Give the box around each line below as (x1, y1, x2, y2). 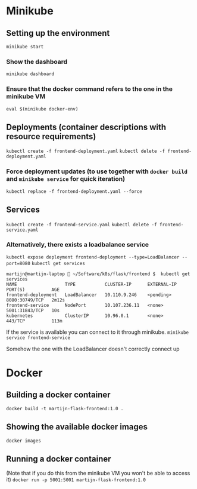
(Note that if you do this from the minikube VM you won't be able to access (6, 470, 190, 477)
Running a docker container (6, 454, 111, 464)
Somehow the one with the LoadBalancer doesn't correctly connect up (6, 345, 180, 352)
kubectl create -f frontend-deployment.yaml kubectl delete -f (6, 148, 165, 155)
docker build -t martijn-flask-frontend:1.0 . (6, 405, 124, 411)
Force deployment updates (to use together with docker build (6, 167, 187, 176)
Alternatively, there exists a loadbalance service (6, 241, 149, 249)
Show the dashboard (6, 57, 68, 66)
